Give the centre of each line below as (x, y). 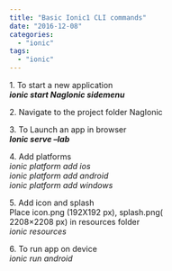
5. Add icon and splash (52, 203)
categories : (32, 34)
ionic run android (41, 258)
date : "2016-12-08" (46, 26)
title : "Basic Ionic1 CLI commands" (78, 18)
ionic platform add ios (50, 166)
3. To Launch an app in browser (68, 130)
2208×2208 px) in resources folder (75, 222)
